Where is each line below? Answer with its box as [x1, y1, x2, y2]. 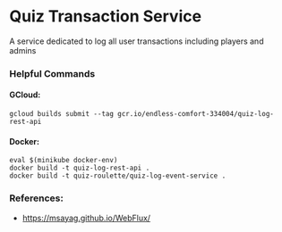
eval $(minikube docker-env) [9, 156, 118, 165]
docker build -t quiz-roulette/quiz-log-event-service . [9, 171, 226, 180]
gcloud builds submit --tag [9, 110, 115, 119]
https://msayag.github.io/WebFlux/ [21, 212, 150, 223]
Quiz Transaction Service [9, 6, 202, 27]
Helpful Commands [9, 67, 96, 79]
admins [9, 45, 37, 55]
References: [9, 192, 64, 204]
